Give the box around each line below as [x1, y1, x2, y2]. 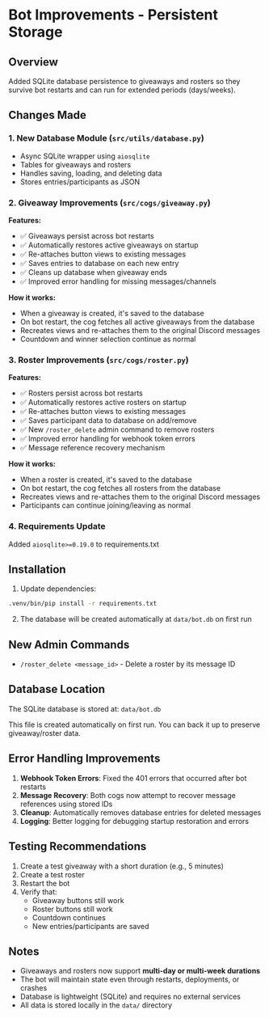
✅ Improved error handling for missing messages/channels [19, 277, 216, 286]
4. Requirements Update [8, 521, 107, 532]
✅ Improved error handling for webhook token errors [19, 434, 195, 444]
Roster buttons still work [32, 904, 113, 914]
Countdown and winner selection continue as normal [19, 334, 196, 344]
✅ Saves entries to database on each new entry [19, 258, 179, 268]
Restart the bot [19, 878, 70, 888]
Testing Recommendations [8, 839, 147, 854]
